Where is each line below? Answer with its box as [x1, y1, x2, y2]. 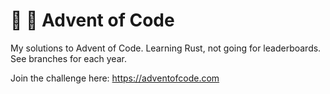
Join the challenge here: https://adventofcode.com [10, 72, 220, 84]
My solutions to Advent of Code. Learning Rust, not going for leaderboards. [10, 42, 322, 54]
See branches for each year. [10, 52, 127, 64]
